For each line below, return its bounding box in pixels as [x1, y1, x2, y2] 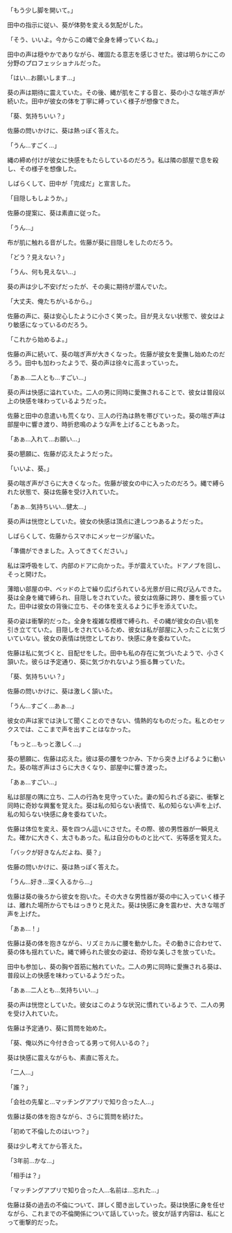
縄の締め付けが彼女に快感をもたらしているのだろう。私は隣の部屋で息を [7, 156, 213, 164]
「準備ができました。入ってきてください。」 [7, 547, 132, 554]
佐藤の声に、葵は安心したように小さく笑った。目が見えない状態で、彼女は [7, 312, 220, 320]
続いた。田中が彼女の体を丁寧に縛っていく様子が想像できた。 [7, 97, 184, 105]
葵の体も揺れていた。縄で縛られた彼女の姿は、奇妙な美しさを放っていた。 [7, 948, 220, 956]
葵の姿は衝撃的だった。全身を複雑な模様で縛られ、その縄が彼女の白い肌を [7, 617, 220, 625]
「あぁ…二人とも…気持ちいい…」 [7, 986, 102, 994]
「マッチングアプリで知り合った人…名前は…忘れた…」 [7, 1186, 163, 1194]
